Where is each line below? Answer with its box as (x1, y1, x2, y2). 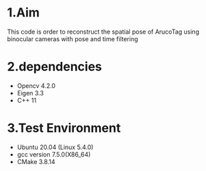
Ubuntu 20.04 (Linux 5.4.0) (16, 143, 94, 151)
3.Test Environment (7, 120, 121, 136)
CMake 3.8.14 (16, 157, 55, 166)
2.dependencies (7, 59, 103, 75)
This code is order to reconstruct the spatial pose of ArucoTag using (7, 27, 200, 36)
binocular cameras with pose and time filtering (7, 34, 138, 43)
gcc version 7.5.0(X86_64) (16, 150, 91, 159)
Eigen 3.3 (16, 89, 44, 97)
